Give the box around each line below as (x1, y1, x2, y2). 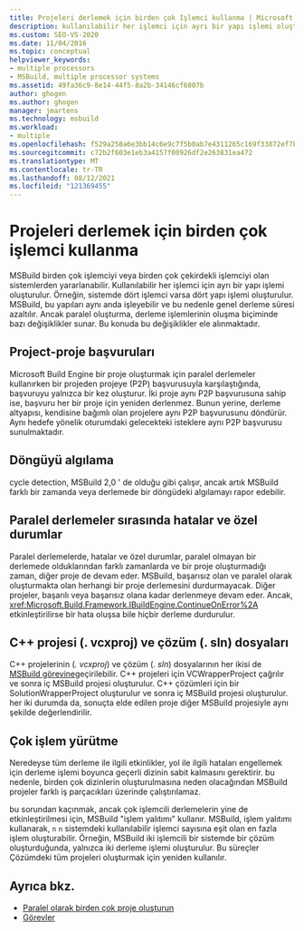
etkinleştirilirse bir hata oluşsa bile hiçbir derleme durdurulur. (9, 608, 235, 619)
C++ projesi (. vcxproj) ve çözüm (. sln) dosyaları (9, 635, 290, 650)
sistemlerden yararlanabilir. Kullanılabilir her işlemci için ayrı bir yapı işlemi (9, 280, 285, 291)
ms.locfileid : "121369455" (9, 182, 111, 191)
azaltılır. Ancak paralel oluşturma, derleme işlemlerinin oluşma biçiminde (9, 309, 279, 320)
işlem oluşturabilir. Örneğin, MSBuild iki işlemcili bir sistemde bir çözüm (9, 833, 274, 844)
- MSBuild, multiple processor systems (9, 73, 160, 82)
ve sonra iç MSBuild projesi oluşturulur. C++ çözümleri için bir (9, 678, 240, 689)
